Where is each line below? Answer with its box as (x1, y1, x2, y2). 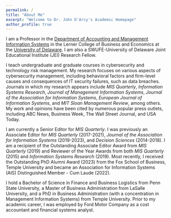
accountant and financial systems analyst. (6, 207, 94, 213)
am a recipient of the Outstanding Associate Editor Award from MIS (6, 143, 147, 149)
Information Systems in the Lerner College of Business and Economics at (6, 41, 160, 48)
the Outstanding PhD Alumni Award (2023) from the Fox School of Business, (6, 159, 166, 165)
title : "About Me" (6, 12, 45, 17)
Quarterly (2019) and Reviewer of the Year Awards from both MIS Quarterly (6, 148, 164, 154)
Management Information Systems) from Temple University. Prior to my (6, 196, 156, 202)
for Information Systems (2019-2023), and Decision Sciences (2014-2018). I (6, 137, 165, 143)
